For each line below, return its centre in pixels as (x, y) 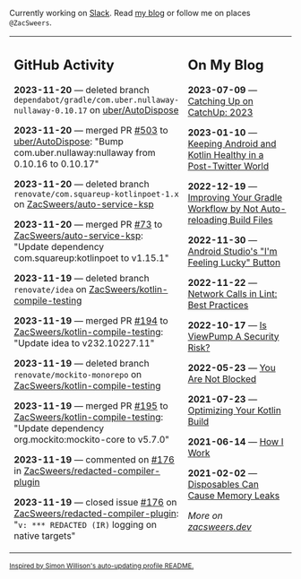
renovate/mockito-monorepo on (77, 374)
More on (206, 515)
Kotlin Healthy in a (226, 154)
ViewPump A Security (233, 336)
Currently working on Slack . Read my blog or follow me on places (130, 13)
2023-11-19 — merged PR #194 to (91, 320)
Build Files (251, 220)
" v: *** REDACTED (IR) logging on (86, 524)
